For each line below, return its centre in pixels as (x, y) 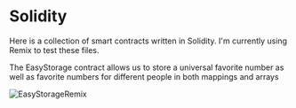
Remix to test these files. (54, 50)
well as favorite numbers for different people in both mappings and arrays (144, 76)
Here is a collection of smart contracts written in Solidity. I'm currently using (148, 41)
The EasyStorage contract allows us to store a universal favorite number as (147, 67)
